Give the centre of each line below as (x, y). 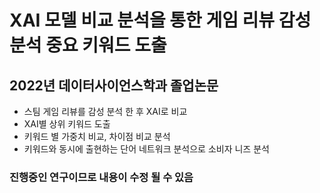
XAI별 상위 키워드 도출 (67, 124)
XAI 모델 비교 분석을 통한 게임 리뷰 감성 (160, 20)
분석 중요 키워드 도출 (88, 45)
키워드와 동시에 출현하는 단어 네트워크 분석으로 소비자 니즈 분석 (146, 149)
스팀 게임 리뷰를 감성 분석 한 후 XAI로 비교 (105, 111)
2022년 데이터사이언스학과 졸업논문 (114, 85)
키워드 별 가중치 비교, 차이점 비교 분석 (97, 136)
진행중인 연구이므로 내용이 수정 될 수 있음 (101, 177)
